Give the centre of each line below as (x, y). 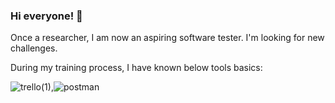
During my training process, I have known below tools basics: (136, 68)
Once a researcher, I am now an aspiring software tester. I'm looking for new (167, 38)
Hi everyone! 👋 (46, 16)
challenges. (34, 48)
